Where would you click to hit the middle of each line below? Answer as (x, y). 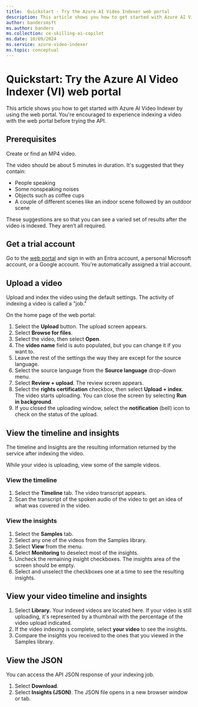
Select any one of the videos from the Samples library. (81, 540)
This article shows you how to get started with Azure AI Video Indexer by (95, 108)
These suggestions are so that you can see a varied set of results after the (96, 219)
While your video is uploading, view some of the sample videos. (83, 465)
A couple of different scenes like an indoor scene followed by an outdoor (103, 201)
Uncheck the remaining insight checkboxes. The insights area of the (98, 559)
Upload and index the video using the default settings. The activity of (90, 297)
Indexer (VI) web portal (64, 92)
